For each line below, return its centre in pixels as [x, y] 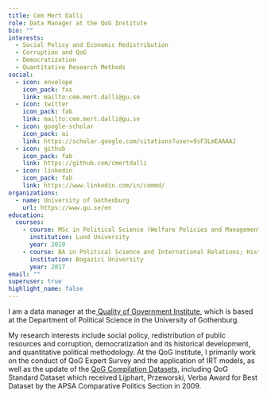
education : [26, 215]
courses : [30, 222]
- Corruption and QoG [51, 52]
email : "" [25, 274]
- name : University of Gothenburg [72, 200]
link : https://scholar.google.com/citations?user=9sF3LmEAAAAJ [130, 141]
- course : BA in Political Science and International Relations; [133, 252]
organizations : [33, 193]
